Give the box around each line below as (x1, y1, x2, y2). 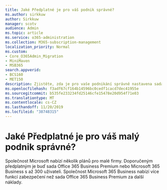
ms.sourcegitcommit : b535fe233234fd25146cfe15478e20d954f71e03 (5, 91, 139, 96)
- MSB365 (5, 63, 23, 68)
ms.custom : (5, 49, 28, 54)
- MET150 (5, 77, 23, 82)
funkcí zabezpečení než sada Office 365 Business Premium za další (5, 174, 144, 180)
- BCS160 (5, 72, 23, 77)
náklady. (5, 179, 22, 185)
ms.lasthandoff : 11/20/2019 (5, 105, 64, 110)
